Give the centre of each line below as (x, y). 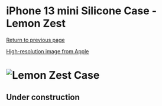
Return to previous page (35, 40)
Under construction (43, 97)
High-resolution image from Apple (48, 51)
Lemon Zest (36, 23)
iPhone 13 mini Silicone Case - (82, 11)
